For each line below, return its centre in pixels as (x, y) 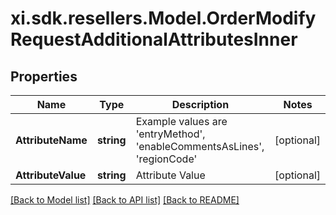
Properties (44, 76)
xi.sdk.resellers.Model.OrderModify (163, 18)
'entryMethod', (170, 134)
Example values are (181, 121)
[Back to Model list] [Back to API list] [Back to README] (125, 200)
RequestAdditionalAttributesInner (154, 39)
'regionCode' (166, 159)
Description (200, 104)
